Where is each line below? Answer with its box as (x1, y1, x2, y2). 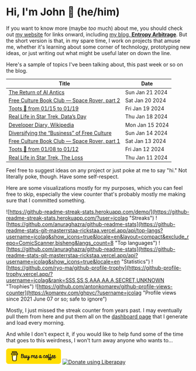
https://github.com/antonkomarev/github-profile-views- (38, 283, 173, 290)
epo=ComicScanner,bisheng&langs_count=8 (6, 240, 114, 247)
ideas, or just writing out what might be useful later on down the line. (6, 49, 171, 56)
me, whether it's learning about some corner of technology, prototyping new (6, 43, 191, 50)
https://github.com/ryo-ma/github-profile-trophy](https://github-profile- (8, 264, 181, 271)
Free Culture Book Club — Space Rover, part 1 (8, 138, 121, 145)
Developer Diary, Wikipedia (8, 121, 74, 128)
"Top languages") (115, 240, 158, 247)
